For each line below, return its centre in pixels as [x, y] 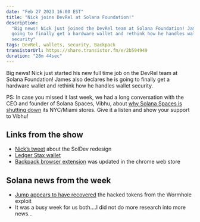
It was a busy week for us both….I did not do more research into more [100, 207]
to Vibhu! [17, 116]
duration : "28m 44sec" [34, 56]
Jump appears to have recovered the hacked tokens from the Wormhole [103, 195]
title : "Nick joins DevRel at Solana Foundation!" [70, 17]
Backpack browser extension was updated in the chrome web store [97, 162]
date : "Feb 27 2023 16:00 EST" [45, 12]
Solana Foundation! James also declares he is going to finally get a [88, 79]
